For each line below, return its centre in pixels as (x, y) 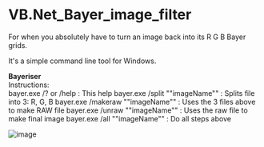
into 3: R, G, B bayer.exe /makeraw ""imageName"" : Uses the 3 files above (132, 101)
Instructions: (29, 85)
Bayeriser (25, 76)
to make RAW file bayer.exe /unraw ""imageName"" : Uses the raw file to (128, 110)
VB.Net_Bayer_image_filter (100, 15)
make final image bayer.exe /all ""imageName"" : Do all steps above (120, 118)
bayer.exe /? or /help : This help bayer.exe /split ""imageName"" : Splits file (132, 93)
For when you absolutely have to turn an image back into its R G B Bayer (127, 37)
